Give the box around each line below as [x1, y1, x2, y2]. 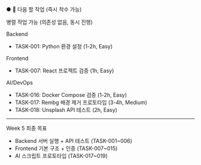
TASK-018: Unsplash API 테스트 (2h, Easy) [14, 106, 118, 113]
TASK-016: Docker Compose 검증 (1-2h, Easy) [14, 91, 127, 98]
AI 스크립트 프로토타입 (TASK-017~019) [14, 152, 108, 159]
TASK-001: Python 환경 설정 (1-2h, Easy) [14, 43, 113, 50]
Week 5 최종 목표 [6, 125, 47, 132]
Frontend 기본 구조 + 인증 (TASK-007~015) [14, 145, 118, 152]
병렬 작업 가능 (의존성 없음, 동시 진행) [6, 19, 93, 26]
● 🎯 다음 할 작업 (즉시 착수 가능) [6, 6, 82, 13]
